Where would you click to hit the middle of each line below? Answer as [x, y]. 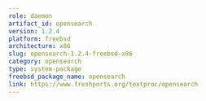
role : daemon [31, 16]
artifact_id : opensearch [50, 24]
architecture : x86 [39, 46]
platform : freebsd [39, 39]
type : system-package [45, 69]
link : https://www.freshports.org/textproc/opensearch [103, 84]
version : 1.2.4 [34, 31]
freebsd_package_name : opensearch [67, 77]
